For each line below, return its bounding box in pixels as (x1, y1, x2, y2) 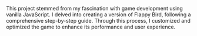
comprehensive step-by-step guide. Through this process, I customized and (6, 17, 191, 24)
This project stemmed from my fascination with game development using (6, 5, 183, 12)
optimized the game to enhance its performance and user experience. (6, 23, 176, 30)
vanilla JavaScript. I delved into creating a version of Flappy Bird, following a (6, 11, 191, 18)
